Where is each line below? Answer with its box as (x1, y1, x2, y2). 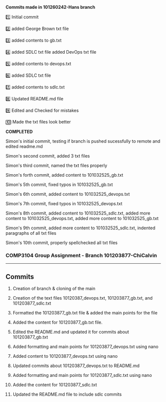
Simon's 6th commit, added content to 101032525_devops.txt (5, 191, 130, 197)
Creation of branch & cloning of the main (12, 285, 96, 292)
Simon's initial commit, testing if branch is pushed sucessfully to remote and (5, 138, 161, 144)
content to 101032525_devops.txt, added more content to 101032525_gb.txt (5, 216, 159, 221)
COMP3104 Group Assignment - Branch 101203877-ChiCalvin (5, 252, 157, 259)
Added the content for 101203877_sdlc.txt (12, 382, 98, 388)
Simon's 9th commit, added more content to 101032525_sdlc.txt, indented (5, 225, 156, 231)
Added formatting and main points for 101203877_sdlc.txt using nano (12, 372, 152, 378)
